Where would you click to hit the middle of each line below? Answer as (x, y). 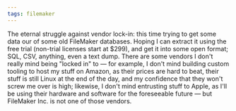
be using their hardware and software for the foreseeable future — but (110, 93)
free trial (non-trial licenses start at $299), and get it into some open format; (118, 48)
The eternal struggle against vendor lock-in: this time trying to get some (112, 34)
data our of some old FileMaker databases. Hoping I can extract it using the (117, 41)
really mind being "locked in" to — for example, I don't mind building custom (118, 63)
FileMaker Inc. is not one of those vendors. (70, 101)
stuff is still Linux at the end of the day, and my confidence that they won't (115, 79)
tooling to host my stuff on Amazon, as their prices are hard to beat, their (113, 71)
